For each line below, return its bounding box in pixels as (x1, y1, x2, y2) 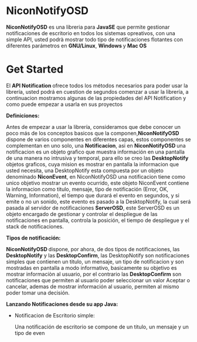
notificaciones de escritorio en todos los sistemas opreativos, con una (6, 29, 176, 36)
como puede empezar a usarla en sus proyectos (6, 101, 123, 108)
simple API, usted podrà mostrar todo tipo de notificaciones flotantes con (6, 36, 184, 43)
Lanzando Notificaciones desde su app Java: (6, 300, 118, 307)
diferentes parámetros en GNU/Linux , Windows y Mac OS (6, 42, 147, 49)
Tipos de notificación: (6, 234, 61, 241)
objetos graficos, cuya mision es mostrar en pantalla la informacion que (6, 160, 179, 167)
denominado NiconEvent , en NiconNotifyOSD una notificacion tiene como (6, 173, 186, 180)
